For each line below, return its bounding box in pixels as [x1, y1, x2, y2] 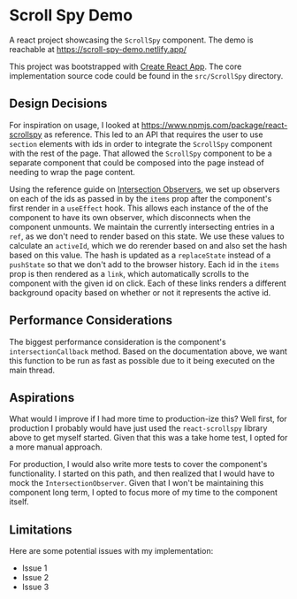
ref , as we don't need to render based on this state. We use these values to [9, 231, 285, 242]
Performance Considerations [9, 313, 172, 328]
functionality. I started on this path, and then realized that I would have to [9, 468, 276, 479]
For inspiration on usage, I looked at [9, 119, 140, 130]
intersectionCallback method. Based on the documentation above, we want [9, 346, 287, 357]
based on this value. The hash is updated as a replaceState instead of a [9, 250, 271, 260]
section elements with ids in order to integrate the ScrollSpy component [9, 138, 272, 149]
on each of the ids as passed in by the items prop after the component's [9, 193, 272, 204]
